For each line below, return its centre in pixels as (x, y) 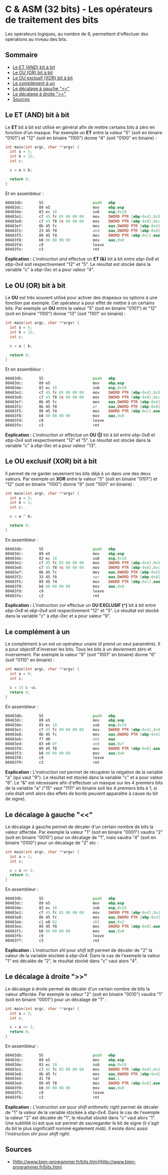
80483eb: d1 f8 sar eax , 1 (63, 1079)
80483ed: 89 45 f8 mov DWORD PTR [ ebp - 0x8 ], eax (83, 1083)
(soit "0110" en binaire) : (30, 660)
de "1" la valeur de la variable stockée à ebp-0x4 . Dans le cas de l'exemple (82, 1112)
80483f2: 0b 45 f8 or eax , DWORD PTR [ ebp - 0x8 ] (83, 406)
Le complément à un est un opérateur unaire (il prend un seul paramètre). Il (83, 644)
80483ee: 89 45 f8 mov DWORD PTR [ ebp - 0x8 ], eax (83, 927)
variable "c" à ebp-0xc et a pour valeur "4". (50, 269)
